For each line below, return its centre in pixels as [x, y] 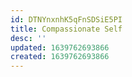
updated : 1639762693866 [60, 47]
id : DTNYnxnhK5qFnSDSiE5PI [66, 19]
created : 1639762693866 [60, 57]
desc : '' [28, 38]
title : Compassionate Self [66, 29]
